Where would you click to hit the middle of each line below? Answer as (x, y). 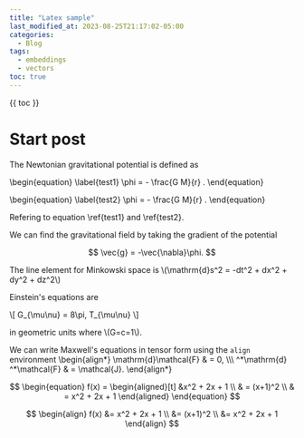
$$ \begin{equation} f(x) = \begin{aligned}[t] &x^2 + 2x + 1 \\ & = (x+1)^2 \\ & (152, 386)
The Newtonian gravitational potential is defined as (104, 164)
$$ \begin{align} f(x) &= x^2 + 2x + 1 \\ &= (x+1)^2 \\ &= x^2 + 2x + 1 (152, 414)
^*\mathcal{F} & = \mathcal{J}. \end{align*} (91, 369)
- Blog (30, 43)
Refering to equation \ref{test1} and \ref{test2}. (97, 217)
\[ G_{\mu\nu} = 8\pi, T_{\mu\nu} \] (74, 315)
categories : (32, 34)
